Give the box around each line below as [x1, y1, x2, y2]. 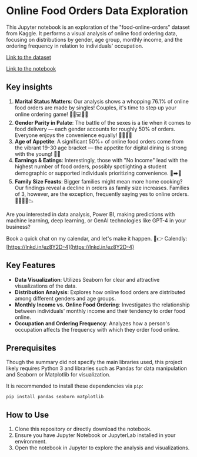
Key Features [6, 261, 56, 271]
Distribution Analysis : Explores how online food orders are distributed [14, 288, 186, 295]
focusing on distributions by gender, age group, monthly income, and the [6, 36, 183, 43]
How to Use [6, 410, 49, 420]
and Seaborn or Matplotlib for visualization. [6, 371, 111, 378]
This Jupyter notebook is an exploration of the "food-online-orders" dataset [6, 24, 190, 31]
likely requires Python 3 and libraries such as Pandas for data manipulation [6, 365, 187, 372]
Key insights [6, 82, 53, 92]
